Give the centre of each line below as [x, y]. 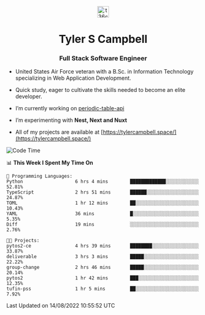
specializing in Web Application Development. [73, 78]
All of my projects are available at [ [59, 132]
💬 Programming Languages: [39, 176]
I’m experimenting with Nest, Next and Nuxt [71, 120]
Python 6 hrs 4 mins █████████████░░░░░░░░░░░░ [103, 182]
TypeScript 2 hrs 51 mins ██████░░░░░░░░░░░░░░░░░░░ [103, 192]
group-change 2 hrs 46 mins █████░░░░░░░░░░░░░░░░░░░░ [103, 268]
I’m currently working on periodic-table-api [70, 108]
